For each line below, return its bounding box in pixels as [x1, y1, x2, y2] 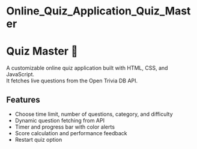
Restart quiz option [14, 136, 62, 143]
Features [6, 94, 40, 105]
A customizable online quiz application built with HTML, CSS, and [6, 64, 168, 71]
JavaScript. [6, 71, 35, 78]
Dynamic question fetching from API [14, 117, 105, 124]
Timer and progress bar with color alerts [14, 123, 115, 130]
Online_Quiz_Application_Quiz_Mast [6, 4, 191, 18]
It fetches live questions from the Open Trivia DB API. [6, 77, 138, 85]
